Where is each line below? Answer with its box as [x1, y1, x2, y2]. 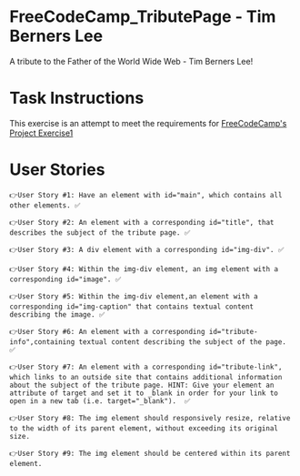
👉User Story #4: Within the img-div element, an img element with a [9, 264, 279, 274]
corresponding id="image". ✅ [9, 275, 122, 284]
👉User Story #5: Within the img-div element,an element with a [9, 291, 258, 301]
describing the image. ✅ [9, 309, 105, 319]
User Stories [9, 159, 105, 180]
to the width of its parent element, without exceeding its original [9, 423, 279, 433]
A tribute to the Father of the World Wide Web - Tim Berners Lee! [9, 56, 254, 66]
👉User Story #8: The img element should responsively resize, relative [9, 413, 291, 422]
